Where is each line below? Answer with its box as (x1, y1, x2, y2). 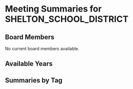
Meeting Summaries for (5, 3, 102, 15)
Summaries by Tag (5, 76, 63, 84)
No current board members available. (5, 46, 80, 51)
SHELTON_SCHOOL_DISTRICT (5, 14, 129, 25)
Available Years (5, 59, 53, 68)
